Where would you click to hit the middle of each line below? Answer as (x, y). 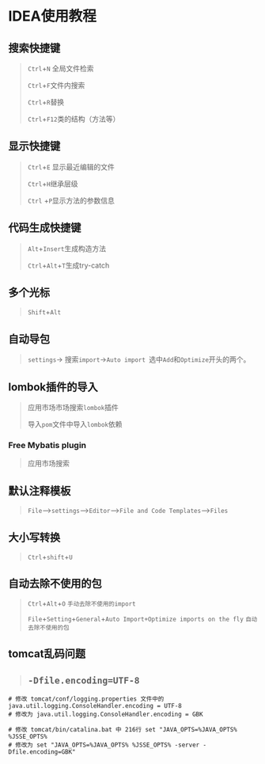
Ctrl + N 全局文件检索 (61, 68)
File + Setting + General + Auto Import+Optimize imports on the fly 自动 (142, 618)
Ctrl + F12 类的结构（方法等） (74, 119)
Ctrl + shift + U (50, 557)
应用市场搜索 (48, 463)
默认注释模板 (40, 490)
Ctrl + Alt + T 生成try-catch (68, 265)
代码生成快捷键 (45, 228)
